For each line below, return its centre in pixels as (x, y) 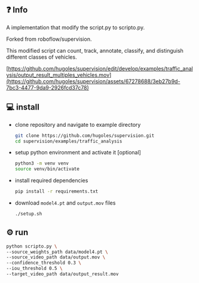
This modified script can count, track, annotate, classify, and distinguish (95, 50)
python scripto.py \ (32, 246)
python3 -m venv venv (42, 163)
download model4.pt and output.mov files (65, 203)
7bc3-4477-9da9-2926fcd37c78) (48, 87)
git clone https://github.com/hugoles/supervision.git (85, 136)
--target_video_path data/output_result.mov (62, 274)
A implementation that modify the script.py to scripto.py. (76, 27)
